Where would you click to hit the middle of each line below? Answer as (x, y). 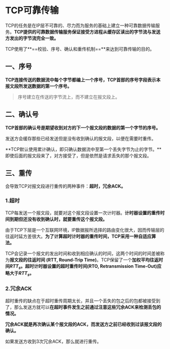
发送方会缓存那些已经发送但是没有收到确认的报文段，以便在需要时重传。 (80, 138)
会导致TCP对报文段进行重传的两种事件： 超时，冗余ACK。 (66, 186)
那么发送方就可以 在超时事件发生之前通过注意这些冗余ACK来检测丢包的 (88, 307)
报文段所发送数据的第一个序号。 (38, 86)
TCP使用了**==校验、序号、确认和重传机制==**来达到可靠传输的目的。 (80, 49)
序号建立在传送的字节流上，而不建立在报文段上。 (69, 97)
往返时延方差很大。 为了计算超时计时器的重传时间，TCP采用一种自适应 (78, 236)
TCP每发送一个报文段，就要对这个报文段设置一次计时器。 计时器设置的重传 (83, 213)
